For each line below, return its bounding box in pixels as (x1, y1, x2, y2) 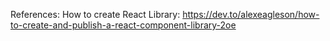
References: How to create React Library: (10, 9, 181, 20)
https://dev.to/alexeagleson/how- (182, 9, 320, 20)
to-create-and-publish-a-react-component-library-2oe (10, 19, 237, 31)
